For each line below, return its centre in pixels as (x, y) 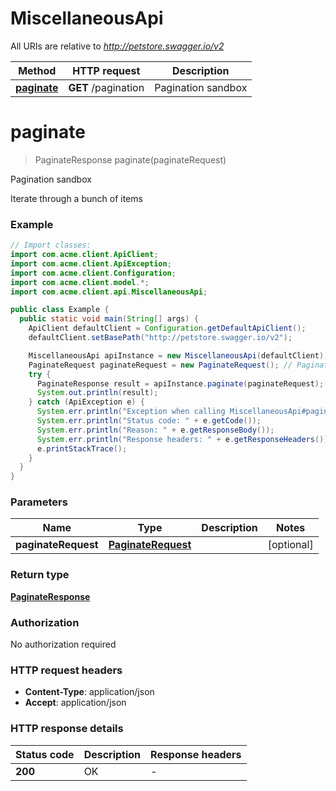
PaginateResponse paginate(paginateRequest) (130, 159)
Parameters (39, 502)
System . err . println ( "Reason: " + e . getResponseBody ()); (155, 430)
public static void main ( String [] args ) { (109, 319)
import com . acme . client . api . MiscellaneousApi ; (109, 292)
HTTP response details (67, 729)
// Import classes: (51, 245)
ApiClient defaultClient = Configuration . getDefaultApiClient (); (167, 328)
